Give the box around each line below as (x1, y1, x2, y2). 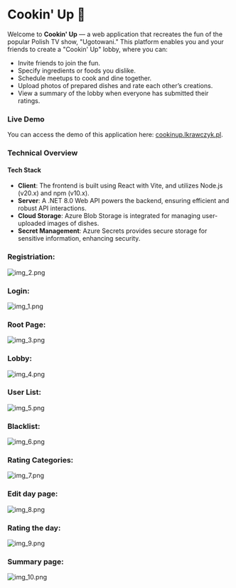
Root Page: (7, 320, 46, 330)
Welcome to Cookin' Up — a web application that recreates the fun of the (7, 30, 222, 38)
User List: (7, 387, 41, 397)
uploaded (17, 219, 46, 228)
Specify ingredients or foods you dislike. (17, 66, 136, 75)
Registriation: (7, 252, 55, 262)
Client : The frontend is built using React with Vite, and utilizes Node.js (17, 181, 223, 190)
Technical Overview (7, 148, 78, 158)
